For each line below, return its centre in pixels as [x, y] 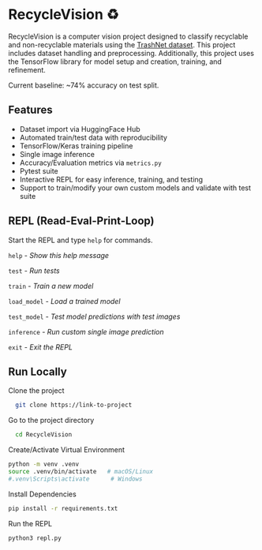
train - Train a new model [51, 286]
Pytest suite [39, 170]
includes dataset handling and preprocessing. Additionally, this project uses [131, 53]
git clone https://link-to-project [74, 405]
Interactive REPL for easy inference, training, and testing [111, 179]
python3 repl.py [35, 538]
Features [30, 110]
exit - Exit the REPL [41, 347]
